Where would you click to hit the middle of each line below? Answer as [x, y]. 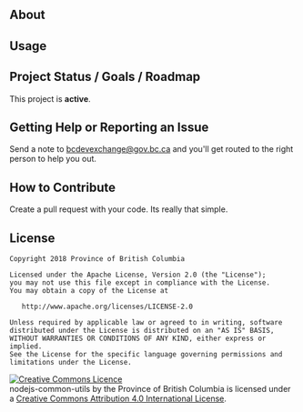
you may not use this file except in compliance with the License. [140, 283]
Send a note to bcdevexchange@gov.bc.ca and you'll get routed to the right [151, 149]
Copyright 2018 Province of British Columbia [97, 259]
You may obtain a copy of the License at [89, 291]
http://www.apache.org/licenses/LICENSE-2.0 [107, 307]
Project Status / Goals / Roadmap [105, 77]
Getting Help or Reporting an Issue [109, 127]
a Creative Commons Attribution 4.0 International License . [118, 398]
